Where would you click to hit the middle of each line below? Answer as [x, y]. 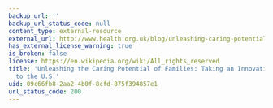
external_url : [32, 39]
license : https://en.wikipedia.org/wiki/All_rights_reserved [114, 62]
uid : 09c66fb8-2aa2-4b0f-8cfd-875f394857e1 [83, 84]
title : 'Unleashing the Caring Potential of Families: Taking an [121, 69]
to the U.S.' [38, 76]
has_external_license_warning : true [70, 46]
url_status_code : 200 [45, 91]
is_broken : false [38, 54]
